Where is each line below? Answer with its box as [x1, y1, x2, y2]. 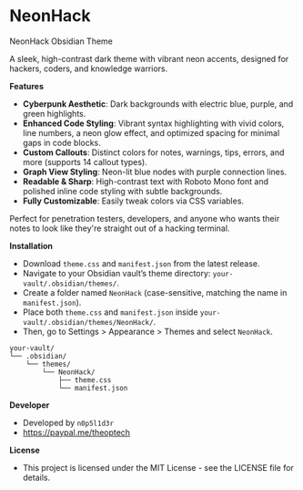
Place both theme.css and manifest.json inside [22, 307, 198, 318]
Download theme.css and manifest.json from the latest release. [22, 257, 260, 269]
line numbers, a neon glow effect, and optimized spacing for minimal [22, 127, 280, 138]
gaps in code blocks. [22, 137, 102, 148]
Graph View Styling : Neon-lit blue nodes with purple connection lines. [22, 166, 288, 177]
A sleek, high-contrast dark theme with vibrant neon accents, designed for [9, 53, 289, 64]
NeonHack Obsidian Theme [9, 36, 114, 47]
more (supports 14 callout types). [22, 156, 147, 167]
